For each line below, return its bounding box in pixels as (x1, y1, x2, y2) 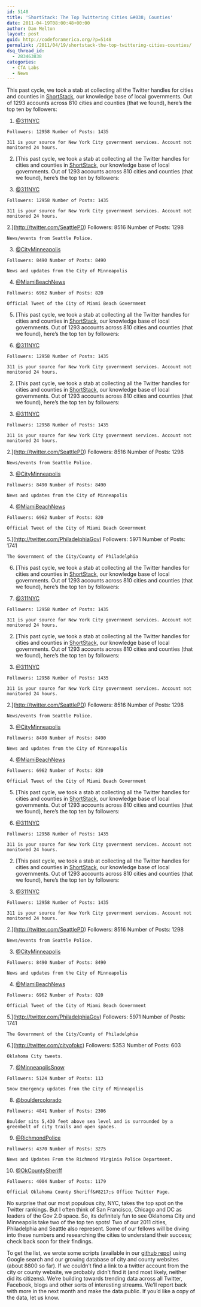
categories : (7, 59, 36, 65)
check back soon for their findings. (7, 1238, 93, 1245)
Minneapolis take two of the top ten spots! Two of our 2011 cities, (7, 1219, 167, 1226)
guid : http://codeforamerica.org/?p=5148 (7, 37, 112, 43)
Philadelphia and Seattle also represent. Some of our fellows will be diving (7, 1225, 189, 1233)
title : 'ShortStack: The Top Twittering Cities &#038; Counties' (7, 14, 173, 20)
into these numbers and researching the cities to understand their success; (7, 1231, 192, 1239)
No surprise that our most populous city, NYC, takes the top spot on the (7, 1200, 184, 1207)
